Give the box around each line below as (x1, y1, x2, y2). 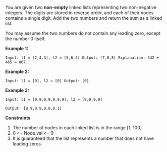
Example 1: (5, 46, 29, 51)
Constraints (5, 115, 31, 121)
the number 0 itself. (5, 35, 46, 42)
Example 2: (5, 68, 29, 74)
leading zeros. (12, 141, 42, 146)
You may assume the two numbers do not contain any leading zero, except (5, 30, 160, 36)
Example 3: (5, 87, 29, 93)
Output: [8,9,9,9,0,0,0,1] (5, 106, 62, 111)
